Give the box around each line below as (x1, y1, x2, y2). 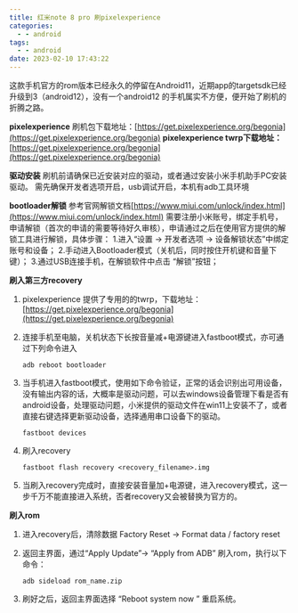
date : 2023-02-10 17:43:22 (9, 54, 109, 63)
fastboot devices (21, 429, 87, 437)
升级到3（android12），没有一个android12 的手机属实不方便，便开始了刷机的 (9, 91, 287, 102)
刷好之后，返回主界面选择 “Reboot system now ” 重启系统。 (21, 593, 242, 604)
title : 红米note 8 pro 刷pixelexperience (9, 12, 161, 22)
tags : (9, 37, 29, 47)
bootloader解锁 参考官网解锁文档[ (9, 200, 134, 210)
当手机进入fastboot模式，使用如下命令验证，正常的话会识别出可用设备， (21, 378, 287, 388)
